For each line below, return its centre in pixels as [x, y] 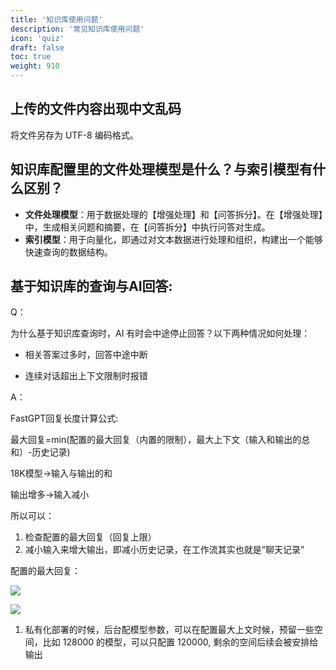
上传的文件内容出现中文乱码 [96, 109]
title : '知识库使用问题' [56, 19]
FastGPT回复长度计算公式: [64, 418]
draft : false [37, 47]
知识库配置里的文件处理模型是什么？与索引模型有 [161, 169]
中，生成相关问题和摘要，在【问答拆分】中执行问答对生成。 [147, 227]
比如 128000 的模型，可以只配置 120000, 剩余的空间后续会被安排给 [180, 642]
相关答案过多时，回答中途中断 [86, 355]
